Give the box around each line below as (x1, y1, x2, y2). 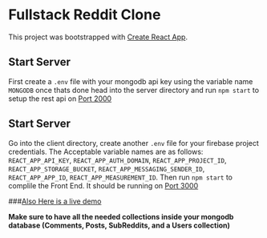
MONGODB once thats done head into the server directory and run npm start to (8, 85, 259, 95)
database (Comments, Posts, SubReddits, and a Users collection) (8, 220, 231, 230)
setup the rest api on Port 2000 (8, 94, 112, 103)
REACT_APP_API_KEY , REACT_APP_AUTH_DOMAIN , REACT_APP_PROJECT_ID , (8, 155, 227, 165)
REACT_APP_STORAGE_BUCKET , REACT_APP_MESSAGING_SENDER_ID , (8, 163, 205, 173)
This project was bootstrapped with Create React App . (8, 32, 188, 42)
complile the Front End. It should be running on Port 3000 (8, 180, 199, 190)
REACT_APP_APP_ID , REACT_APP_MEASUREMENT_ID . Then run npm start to (8, 172, 233, 182)
